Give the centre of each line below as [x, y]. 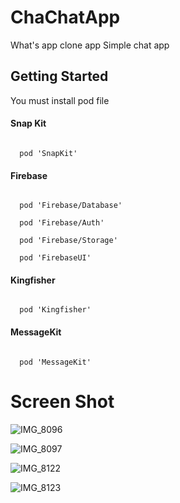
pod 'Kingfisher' [55, 310]
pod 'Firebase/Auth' [62, 223]
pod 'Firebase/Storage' [68, 241]
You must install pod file [60, 100]
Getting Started [59, 76]
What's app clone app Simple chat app [90, 45]
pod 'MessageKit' [55, 362]
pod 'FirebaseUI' [55, 258]
